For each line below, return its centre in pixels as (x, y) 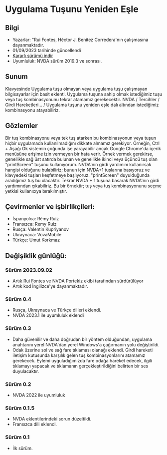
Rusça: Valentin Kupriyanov (40, 229)
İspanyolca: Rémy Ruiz (36, 219)
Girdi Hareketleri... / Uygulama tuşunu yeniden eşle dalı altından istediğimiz (82, 105)
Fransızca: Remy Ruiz (34, 224)
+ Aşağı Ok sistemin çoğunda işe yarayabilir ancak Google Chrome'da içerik (83, 148)
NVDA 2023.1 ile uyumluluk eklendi (48, 315)
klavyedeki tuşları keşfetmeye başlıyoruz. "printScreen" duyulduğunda (78, 175)
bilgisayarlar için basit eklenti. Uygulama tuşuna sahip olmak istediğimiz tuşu (84, 94)
